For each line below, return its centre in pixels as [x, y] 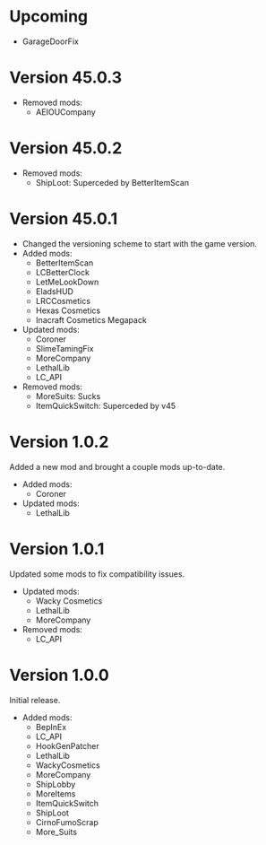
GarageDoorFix [50, 41]
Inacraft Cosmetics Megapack [91, 319]
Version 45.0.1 [64, 219]
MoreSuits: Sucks [68, 396]
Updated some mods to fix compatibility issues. [97, 574]
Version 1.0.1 [57, 549]
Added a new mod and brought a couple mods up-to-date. [117, 466]
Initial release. [35, 700]
